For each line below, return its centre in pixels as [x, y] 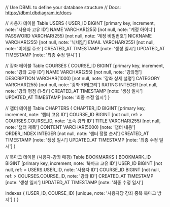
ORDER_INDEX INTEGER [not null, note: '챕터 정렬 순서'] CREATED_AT [77, 133]
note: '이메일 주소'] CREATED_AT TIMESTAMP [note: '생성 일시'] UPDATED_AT [85, 48]
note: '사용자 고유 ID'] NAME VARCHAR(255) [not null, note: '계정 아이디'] [80, 29]
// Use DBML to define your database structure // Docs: [63, 7]
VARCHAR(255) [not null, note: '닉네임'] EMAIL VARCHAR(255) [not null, [80, 42]
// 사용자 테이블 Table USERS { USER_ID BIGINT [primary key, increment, [80, 23]
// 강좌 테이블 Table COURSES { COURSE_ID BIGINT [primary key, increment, [85, 66]
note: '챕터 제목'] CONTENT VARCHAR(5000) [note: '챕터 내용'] [70, 127]
